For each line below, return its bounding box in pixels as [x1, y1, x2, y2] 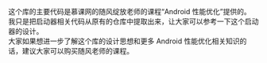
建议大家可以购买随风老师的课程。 [21, 46, 133, 55]
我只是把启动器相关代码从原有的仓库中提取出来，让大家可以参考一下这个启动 [8, 17, 259, 26]
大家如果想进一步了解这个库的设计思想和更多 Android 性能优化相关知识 [8, 36, 240, 46]
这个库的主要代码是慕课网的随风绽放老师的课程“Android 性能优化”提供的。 [8, 7, 252, 16]
